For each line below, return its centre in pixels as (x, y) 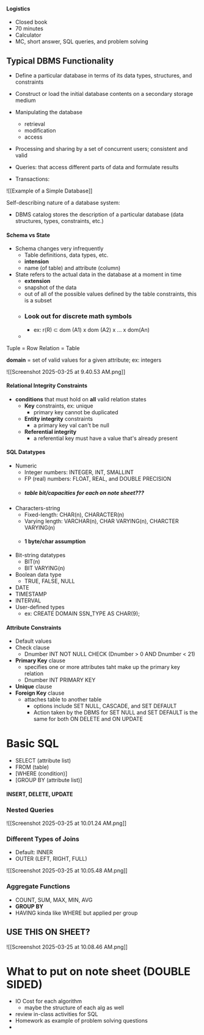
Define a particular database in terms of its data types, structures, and (104, 76)
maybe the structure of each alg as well (74, 1008)
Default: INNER (34, 852)
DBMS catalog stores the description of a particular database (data (100, 214)
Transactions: (32, 179)
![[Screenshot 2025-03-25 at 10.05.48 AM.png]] (67, 871)
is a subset (38, 301)
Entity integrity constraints (59, 419)
